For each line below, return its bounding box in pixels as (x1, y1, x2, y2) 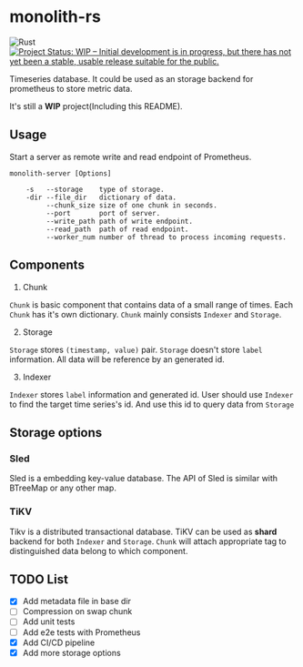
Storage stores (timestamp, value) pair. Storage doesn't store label (9, 344, 263, 355)
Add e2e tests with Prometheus (22, 626, 141, 638)
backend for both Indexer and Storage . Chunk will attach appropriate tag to (9, 535, 287, 547)
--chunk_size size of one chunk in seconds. (45, 200, 218, 210)
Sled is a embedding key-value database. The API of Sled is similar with (9, 473, 278, 484)
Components (9, 258, 85, 273)
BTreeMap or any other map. (9, 482, 116, 493)
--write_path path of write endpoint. (45, 217, 194, 226)
